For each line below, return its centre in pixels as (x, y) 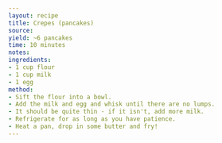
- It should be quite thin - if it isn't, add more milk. (106, 112)
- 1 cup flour (32, 68)
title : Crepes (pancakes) (51, 23)
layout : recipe (33, 15)
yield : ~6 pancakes (41, 38)
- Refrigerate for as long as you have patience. (92, 119)
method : (21, 89)
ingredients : (30, 60)
